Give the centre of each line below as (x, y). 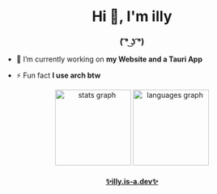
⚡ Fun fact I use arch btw (58, 75)
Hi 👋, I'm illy (132, 17)
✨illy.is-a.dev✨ (132, 182)
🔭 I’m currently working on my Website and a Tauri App (109, 59)
